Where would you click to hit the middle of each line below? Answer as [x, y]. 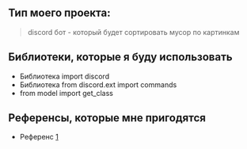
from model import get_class [66, 93]
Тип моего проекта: [59, 13]
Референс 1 [39, 137]
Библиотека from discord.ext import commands [98, 84]
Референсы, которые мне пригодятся [107, 118]
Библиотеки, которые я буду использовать [120, 57]
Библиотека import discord [64, 76]
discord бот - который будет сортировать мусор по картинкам [133, 32]
